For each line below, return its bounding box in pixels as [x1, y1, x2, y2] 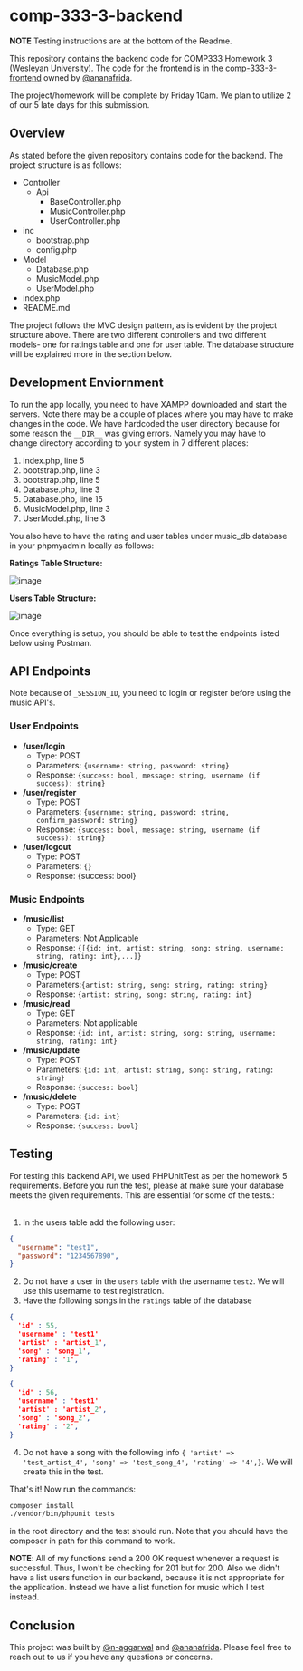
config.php [35, 244, 77, 255]
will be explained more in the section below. [9, 348, 173, 359]
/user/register [22, 787, 77, 797]
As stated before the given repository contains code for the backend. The [9, 150, 283, 160]
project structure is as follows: [9, 159, 122, 170]
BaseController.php [49, 196, 122, 207]
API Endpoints [9, 663, 91, 679]
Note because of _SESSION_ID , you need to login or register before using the [9, 688, 292, 699]
